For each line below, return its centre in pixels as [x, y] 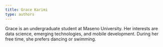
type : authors [20, 14]
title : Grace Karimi [27, 10]
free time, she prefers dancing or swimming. [51, 39]
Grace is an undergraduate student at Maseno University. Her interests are [81, 28]
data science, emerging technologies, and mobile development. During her [82, 34]
